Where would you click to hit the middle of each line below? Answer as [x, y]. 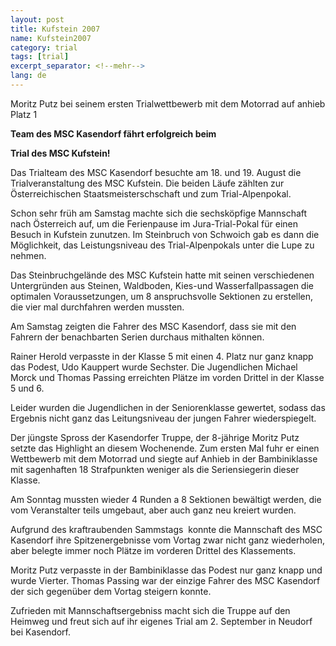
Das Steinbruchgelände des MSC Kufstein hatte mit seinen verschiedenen [162, 275]
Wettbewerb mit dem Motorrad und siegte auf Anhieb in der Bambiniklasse [164, 458]
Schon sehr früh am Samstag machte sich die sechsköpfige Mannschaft [159, 213]
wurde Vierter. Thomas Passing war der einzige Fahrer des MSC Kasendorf [165, 580]
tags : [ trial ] [40, 57]
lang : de [28, 76]
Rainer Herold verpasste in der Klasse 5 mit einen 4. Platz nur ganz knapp [162, 356]
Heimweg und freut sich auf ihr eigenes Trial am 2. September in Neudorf [161, 621]
